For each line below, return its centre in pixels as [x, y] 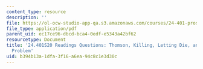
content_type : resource [36, 12]
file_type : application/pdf [42, 28]
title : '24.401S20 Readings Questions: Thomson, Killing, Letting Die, [98, 46]
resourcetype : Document [36, 40]
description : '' [27, 17]
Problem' [23, 51]
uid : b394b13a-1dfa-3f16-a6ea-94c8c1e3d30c [62, 56]
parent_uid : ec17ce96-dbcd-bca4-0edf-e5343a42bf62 [71, 34]
